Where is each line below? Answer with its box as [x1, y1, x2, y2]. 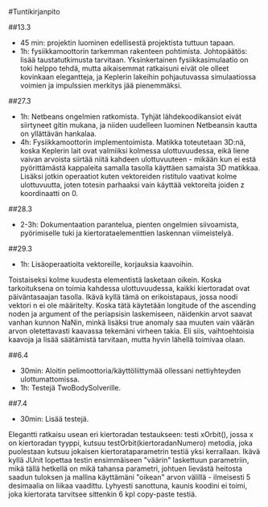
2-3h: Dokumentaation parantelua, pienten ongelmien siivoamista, [19, 220, 239, 229]
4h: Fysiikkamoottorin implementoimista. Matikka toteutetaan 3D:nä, [19, 137, 246, 147]
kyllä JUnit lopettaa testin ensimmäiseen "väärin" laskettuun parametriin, [8, 456, 249, 464]
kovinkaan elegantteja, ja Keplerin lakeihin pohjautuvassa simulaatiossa [19, 72, 256, 81]
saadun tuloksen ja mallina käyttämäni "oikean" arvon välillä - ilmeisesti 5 [8, 472, 251, 481]
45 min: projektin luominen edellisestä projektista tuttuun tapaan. [19, 38, 236, 47]
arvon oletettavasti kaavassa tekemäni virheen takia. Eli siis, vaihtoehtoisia [8, 326, 255, 336]
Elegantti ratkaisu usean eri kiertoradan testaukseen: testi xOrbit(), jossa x [8, 430, 254, 439]
